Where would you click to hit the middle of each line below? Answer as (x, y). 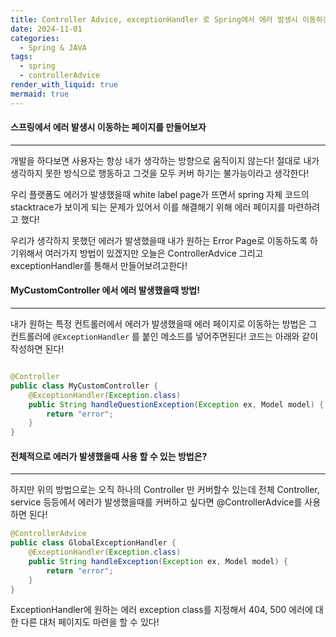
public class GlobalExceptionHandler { (93, 543)
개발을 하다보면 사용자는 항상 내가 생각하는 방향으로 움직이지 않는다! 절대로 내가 (165, 160)
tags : (21, 57)
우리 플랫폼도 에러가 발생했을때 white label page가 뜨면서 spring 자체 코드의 (160, 194)
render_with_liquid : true (64, 85)
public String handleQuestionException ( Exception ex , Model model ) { (176, 404)
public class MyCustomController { (84, 386)
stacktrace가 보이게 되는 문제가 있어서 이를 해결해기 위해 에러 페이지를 (148, 207)
